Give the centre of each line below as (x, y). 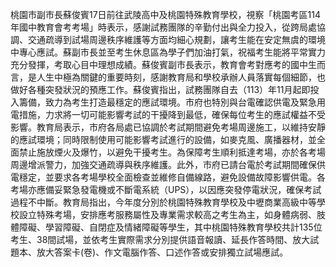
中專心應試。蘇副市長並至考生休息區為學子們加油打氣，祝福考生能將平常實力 (168, 52)
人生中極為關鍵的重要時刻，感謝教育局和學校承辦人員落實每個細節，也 (181, 77)
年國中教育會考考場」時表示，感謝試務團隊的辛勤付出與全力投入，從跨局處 (163, 27)
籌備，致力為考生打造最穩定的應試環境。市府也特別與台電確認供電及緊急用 (172, 102)
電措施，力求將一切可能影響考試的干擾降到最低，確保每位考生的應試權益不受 (168, 114)
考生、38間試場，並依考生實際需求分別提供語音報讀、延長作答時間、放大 (160, 239)
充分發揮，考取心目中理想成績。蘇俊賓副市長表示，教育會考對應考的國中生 (163, 64)
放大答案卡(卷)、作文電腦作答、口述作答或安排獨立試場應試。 (162, 252)
